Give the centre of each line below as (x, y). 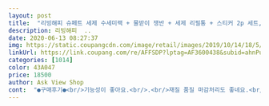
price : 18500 (30, 75)
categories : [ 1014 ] (41, 61)
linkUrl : (23, 53)
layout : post (30, 16)
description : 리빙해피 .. (50, 30)
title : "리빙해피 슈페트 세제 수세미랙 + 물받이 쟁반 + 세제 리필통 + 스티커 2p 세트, (135, 23)
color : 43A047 (32, 68)
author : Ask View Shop (46, 82)
